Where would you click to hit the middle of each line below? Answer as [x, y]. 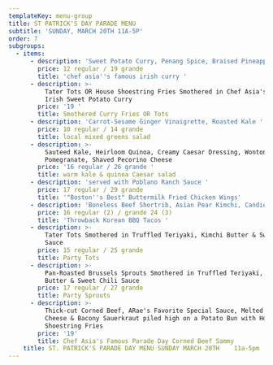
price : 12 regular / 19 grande [91, 69]
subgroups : [27, 46]
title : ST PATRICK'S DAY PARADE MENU [72, 24]
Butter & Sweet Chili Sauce [92, 280]
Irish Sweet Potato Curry [88, 99]
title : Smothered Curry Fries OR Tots [103, 115]
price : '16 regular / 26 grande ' [96, 167]
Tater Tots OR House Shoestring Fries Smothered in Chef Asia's [156, 91]
